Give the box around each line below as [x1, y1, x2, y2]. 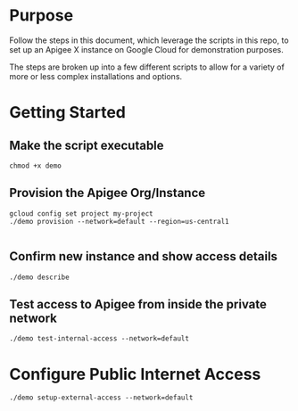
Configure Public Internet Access [9, 364, 261, 384]
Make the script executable [9, 137, 164, 152]
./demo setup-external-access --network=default [9, 393, 194, 402]
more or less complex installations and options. [9, 70, 183, 81]
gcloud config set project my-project [9, 209, 153, 218]
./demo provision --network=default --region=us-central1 [9, 217, 229, 226]
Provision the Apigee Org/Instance [9, 185, 206, 201]
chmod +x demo [9, 161, 62, 170]
